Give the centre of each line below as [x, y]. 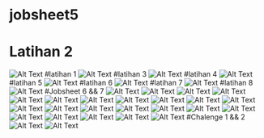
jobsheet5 [44, 15]
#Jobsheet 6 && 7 [75, 91]
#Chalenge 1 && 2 [216, 117]
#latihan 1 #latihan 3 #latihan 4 [131, 74]
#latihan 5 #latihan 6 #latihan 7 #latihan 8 [131, 83]
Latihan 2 [41, 52]
